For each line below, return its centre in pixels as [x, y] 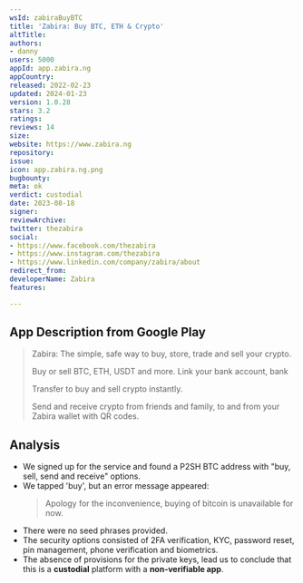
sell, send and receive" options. [81, 476]
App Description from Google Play [108, 332]
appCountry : [32, 77]
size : [20, 136]
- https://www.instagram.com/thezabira [85, 254]
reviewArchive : [38, 220]
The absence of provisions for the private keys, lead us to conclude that [157, 559]
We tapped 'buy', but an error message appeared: [116, 486]
